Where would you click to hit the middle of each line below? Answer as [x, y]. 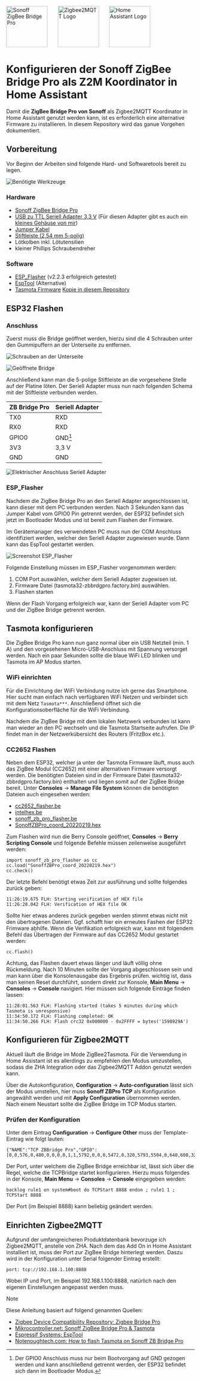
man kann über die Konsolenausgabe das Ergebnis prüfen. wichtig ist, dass [99, 976]
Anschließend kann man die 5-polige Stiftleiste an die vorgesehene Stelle [96, 380]
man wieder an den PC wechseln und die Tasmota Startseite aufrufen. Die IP [100, 727]
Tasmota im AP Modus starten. [44, 662]
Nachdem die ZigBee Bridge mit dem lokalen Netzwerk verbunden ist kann [98, 721]
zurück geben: [24, 888]
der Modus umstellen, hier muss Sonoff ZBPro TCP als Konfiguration [91, 1091]
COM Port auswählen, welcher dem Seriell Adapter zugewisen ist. [96, 579]
